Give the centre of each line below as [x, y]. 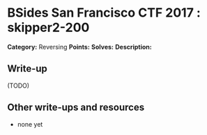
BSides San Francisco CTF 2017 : [104, 13]
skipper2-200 [48, 27]
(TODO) [18, 86]
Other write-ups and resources [76, 108]
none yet [30, 124]
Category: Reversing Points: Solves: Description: [79, 47]
